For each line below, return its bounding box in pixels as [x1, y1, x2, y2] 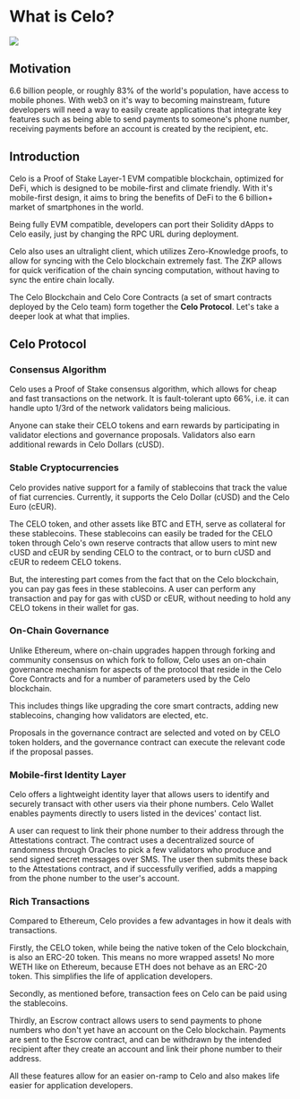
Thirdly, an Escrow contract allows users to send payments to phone [9, 1015, 262, 1026]
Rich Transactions [9, 896, 90, 908]
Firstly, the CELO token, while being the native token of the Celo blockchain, [9, 942, 289, 953]
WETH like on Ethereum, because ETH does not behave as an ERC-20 [9, 961, 268, 973]
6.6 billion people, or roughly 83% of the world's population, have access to [9, 85, 289, 96]
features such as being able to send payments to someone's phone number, [9, 114, 290, 124]
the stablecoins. [9, 998, 69, 1009]
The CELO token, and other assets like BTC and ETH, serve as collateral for [9, 518, 287, 529]
